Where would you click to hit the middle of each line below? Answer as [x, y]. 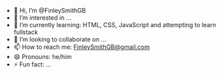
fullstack [26, 32]
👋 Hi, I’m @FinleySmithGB [50, 11]
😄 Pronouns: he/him [42, 57]
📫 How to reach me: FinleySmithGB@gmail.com [82, 47]
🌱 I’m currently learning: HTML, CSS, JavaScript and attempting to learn [115, 25]
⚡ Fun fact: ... [32, 64]
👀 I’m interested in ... [42, 18]
